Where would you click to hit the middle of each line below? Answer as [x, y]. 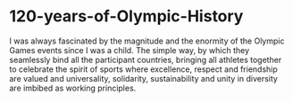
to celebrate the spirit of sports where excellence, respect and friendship [144, 69]
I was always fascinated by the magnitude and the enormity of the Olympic [147, 41]
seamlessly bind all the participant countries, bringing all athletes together [146, 59]
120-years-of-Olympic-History [126, 16]
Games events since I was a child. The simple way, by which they [130, 50]
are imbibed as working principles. [73, 88]
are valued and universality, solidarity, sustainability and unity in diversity [144, 78]
